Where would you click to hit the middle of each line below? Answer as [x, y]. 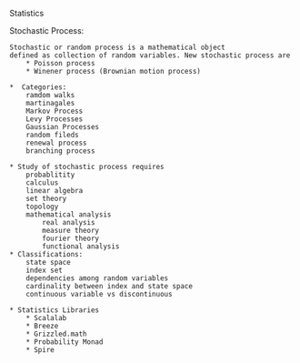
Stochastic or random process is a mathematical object [117, 47]
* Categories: [38, 87]
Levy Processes [55, 119]
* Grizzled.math [57, 334]
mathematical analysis [69, 215]
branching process [60, 151]
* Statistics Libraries [55, 310]
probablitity [50, 175]
